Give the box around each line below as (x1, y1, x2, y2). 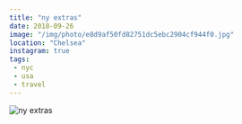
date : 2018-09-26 (9, 22, 74, 31)
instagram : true (9, 47, 70, 56)
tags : (9, 55, 30, 64)
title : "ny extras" (9, 13, 82, 22)
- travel (13, 80, 47, 89)
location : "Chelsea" (9, 38, 87, 48)
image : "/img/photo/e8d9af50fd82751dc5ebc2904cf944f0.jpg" (9, 30, 235, 39)
